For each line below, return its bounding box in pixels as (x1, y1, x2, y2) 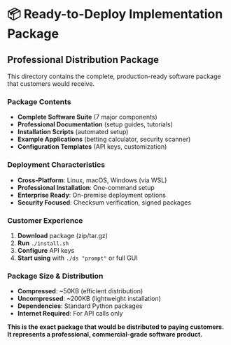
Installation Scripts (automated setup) (17, 128, 129, 136)
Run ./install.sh (17, 239, 69, 247)
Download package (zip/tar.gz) (17, 231, 108, 240)
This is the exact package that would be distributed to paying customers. (7, 323, 224, 331)
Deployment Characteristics (7, 160, 106, 170)
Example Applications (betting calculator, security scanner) (17, 135, 191, 144)
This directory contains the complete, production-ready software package (7, 72, 221, 80)
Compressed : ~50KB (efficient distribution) (17, 287, 143, 295)
